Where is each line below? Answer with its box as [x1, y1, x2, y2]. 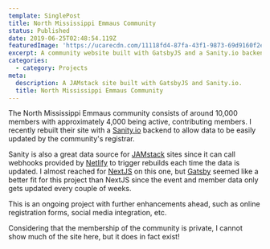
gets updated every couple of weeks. [8, 184, 132, 194]
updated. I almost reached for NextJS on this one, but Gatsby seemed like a [8, 166, 259, 177]
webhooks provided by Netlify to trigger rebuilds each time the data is [8, 158, 240, 168]
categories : [8, 57, 48, 65]
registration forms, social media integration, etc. [8, 208, 167, 218]
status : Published [8, 27, 70, 35]
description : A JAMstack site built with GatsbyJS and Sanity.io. [15, 79, 243, 87]
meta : [8, 71, 27, 80]
